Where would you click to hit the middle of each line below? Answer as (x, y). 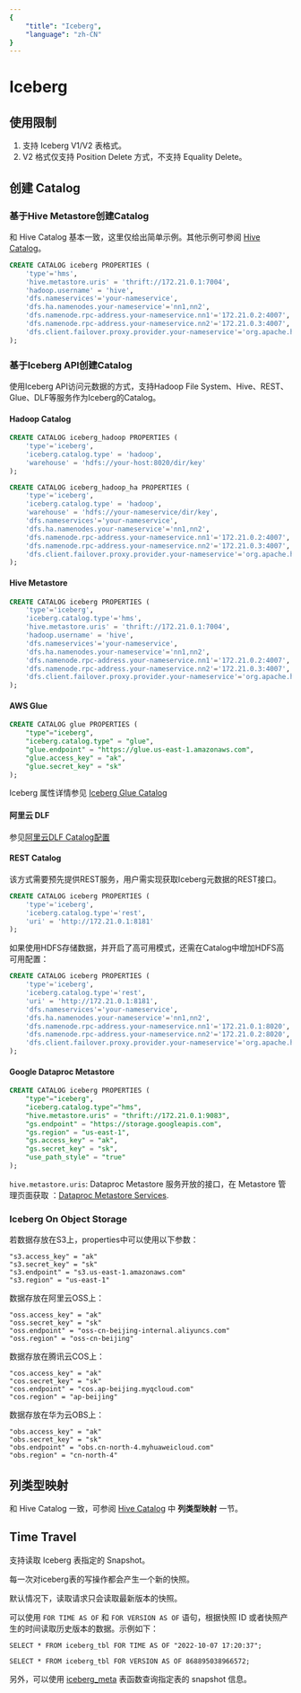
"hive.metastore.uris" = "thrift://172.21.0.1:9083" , (128, 1115)
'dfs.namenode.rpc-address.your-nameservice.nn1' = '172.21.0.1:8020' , (158, 1026)
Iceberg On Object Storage (69, 1219)
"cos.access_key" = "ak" (56, 1374)
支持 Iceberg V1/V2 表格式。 (74, 145)
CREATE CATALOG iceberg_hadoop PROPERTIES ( (94, 438)
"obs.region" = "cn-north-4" (64, 1456)
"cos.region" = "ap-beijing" (64, 1398)
